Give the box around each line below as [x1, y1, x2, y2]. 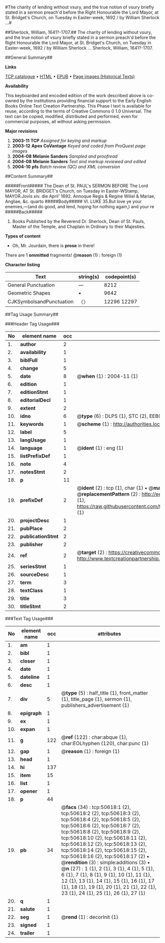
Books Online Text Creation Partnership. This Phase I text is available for [5, 103, 151, 109]
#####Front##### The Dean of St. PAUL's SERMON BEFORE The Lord [5, 183, 148, 189]
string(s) [78, 274, 100, 280]
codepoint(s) [105, 274, 137, 280]
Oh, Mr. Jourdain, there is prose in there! [12, 243, 95, 249]
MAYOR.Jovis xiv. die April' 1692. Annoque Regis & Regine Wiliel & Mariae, [5, 194, 156, 199]
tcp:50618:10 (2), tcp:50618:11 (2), [61, 834, 147, 841]
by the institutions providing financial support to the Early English [20, 98, 152, 104]
